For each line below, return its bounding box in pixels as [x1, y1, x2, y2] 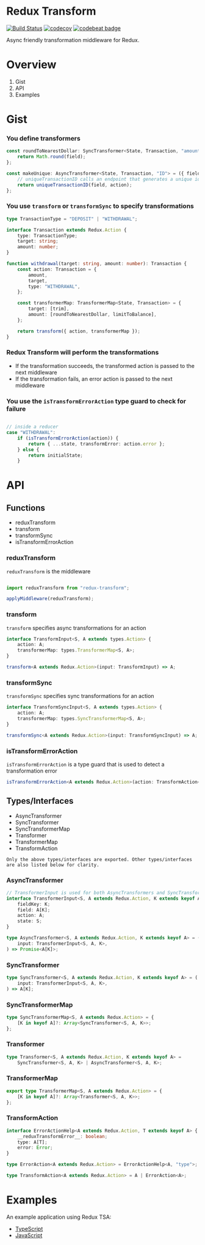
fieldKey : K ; [17, 901, 51, 907]
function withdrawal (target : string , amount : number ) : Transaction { [6, 261, 187, 267]
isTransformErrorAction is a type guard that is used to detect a [6, 760, 165, 768]
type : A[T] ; [17, 1139, 48, 1145]
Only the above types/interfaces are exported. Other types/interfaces [6, 856, 192, 862]
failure [6, 405, 26, 413]
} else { [17, 446, 40, 453]
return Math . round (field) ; [17, 154, 86, 160]
